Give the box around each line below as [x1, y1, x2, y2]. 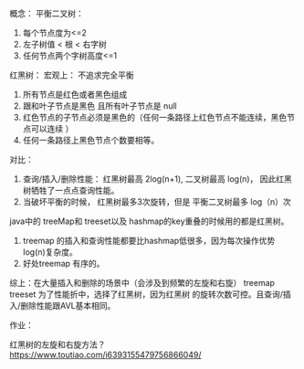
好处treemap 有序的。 [22, 258, 105, 269]
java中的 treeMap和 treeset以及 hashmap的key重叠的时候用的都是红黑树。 [9, 216, 289, 227]
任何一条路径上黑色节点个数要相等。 [22, 135, 160, 145]
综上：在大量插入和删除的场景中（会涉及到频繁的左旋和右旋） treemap [9, 278, 276, 288]
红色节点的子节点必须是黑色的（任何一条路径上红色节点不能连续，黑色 [22, 112, 288, 122]
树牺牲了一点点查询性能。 [22, 185, 120, 195]
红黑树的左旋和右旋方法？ [9, 339, 106, 350]
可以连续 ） [30, 123, 74, 134]
